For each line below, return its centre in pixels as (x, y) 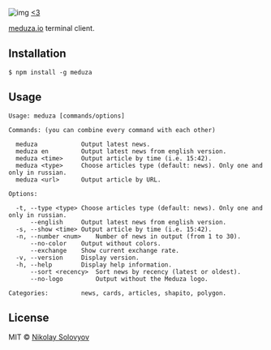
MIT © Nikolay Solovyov (49, 337)
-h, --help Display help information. (94, 265)
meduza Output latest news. (83, 144)
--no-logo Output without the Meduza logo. (119, 279)
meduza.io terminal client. (52, 28)
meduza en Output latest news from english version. (121, 151)
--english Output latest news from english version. (128, 222)
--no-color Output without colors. (95, 243)
